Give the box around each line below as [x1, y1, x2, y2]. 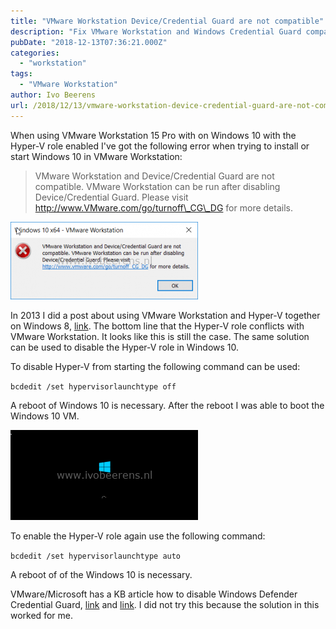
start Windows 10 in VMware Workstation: [10, 150, 183, 162]
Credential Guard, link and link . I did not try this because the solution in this [10, 598, 320, 610]
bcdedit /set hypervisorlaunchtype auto [10, 551, 182, 561]
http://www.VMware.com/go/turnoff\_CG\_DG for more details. [34, 201, 293, 214]
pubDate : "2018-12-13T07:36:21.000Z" [10, 37, 168, 47]
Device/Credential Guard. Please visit [34, 191, 189, 203]
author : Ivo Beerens [10, 90, 97, 100]
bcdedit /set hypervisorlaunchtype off [10, 381, 177, 392]
